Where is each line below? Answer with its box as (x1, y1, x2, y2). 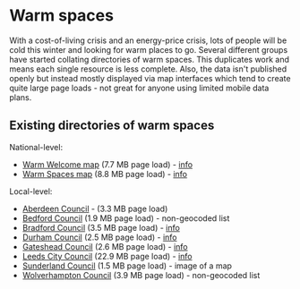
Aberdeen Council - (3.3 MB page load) (21, 203, 168, 214)
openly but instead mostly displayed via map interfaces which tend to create (9, 72, 291, 83)
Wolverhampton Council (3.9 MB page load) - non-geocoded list (21, 269, 261, 280)
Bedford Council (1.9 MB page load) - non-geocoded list (21, 212, 230, 224)
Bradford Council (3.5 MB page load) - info (21, 222, 181, 233)
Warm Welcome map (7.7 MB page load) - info (21, 158, 193, 170)
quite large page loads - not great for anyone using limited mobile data (9, 82, 270, 93)
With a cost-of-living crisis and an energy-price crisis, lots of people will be (9, 35, 287, 46)
